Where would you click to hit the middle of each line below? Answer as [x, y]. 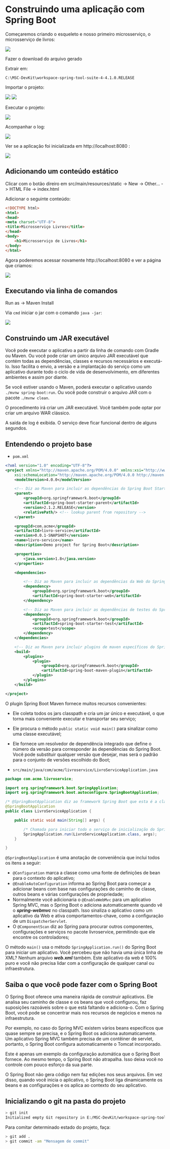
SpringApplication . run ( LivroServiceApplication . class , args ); [90, 834]
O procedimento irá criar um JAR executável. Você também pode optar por [83, 408]
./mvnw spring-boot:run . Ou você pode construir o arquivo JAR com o [78, 393]
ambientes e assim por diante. [37, 377]
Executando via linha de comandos [61, 291]
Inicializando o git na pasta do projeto [66, 1101]
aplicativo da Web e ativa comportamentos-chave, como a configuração [88, 916]
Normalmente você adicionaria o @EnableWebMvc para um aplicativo [82, 900]
